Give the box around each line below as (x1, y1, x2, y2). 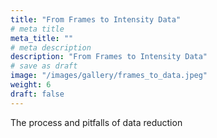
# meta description (10, 42, 92, 53)
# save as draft (10, 61, 78, 71)
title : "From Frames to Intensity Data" (10, 14, 182, 25)
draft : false (10, 89, 65, 99)
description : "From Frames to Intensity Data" (10, 52, 208, 62)
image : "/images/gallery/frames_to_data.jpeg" (10, 71, 208, 81)
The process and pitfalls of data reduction (10, 116, 183, 128)
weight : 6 (10, 80, 52, 90)
